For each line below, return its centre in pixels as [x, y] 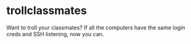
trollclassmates [47, 11]
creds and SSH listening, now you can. [55, 34]
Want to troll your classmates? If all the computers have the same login [96, 28]
